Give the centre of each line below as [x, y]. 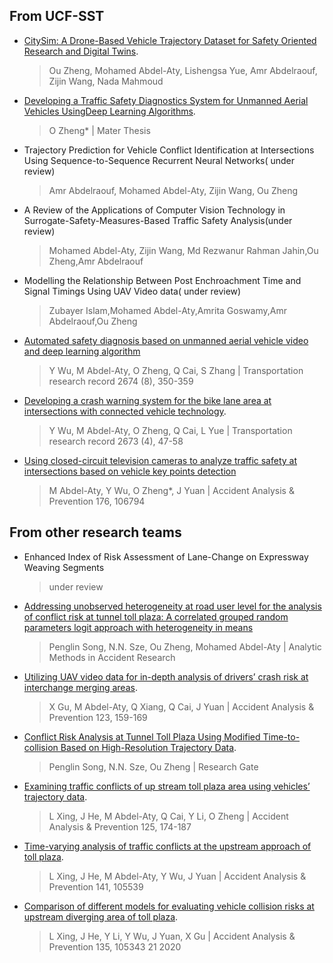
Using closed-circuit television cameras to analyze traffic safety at [160, 460]
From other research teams [95, 532]
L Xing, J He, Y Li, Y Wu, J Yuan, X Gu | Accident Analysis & [172, 936]
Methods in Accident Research [112, 657]
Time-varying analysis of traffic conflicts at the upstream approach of [167, 846]
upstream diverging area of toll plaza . [101, 916]
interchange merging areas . [80, 687]
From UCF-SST [57, 16]
